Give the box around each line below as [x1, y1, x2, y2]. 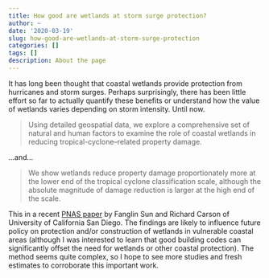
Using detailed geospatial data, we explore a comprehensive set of [27, 120, 250, 129]
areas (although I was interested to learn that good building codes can [8, 235, 242, 244]
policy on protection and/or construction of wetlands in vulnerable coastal [8, 226, 254, 235]
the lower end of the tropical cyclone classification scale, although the [27, 176, 262, 186]
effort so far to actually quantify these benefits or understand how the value [8, 96, 260, 105]
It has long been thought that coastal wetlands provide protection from [8, 78, 243, 88]
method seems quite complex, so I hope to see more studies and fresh [8, 251, 242, 261]
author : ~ [8, 19, 42, 27]
